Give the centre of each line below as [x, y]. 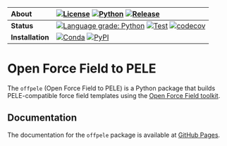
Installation [30, 37]
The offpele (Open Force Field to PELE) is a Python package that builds [111, 88]
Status [22, 26]
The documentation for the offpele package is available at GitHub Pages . [114, 135]
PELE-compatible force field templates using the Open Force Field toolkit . [114, 95]
